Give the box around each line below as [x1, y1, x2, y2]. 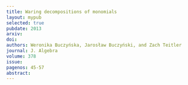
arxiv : [6, 31, 23, 37]
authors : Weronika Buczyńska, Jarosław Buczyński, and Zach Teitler [6, 42, 182, 48]
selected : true [6, 20, 45, 26]
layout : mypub [6, 14, 42, 20]
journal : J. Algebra [6, 48, 58, 54]
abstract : [6, 70, 31, 76]
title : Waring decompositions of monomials [6, 8, 117, 15]
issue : [6, 59, 23, 65]
